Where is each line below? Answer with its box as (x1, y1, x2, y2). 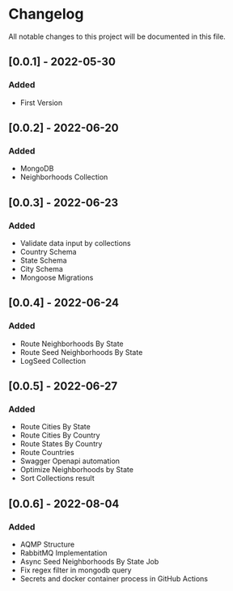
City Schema (19, 264, 63, 273)
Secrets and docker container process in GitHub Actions (19, 574, 209, 584)
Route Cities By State (19, 422, 91, 432)
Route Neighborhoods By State (19, 339, 124, 348)
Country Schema (19, 247, 77, 256)
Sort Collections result (19, 474, 95, 483)
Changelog (8, 5, 84, 23)
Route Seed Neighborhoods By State (19, 347, 143, 357)
